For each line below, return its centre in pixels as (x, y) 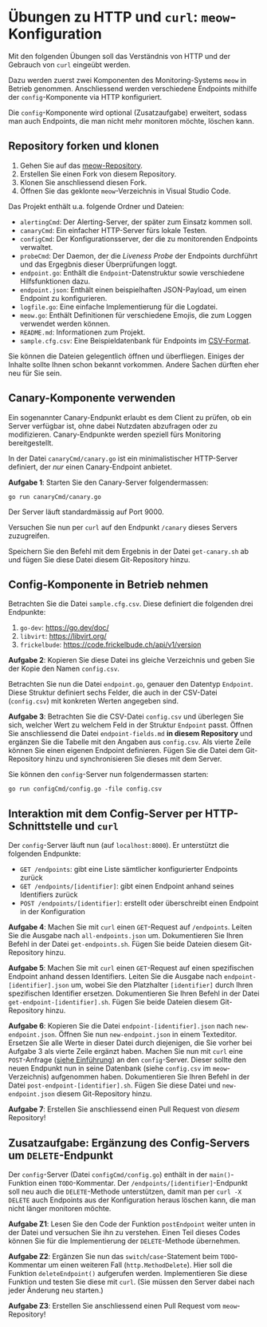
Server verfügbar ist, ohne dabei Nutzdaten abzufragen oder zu (113, 426)
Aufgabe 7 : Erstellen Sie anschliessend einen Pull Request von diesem (124, 1109)
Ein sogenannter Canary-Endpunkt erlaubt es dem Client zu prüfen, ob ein (130, 417)
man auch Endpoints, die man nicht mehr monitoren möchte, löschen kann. (132, 121)
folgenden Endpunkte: (45, 854)
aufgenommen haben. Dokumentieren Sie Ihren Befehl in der (150, 1077)
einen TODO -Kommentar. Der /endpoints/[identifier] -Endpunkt (143, 1183)
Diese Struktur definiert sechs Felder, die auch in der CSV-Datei (113, 693)
